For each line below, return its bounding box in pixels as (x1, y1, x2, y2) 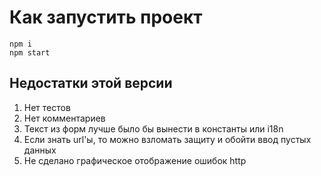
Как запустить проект (9, 6, 203, 29)
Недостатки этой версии (9, 75, 173, 92)
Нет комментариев (23, 112, 106, 124)
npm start (9, 47, 51, 58)
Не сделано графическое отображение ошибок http (23, 154, 247, 166)
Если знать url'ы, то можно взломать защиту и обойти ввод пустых (23, 133, 312, 145)
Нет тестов (23, 101, 71, 113)
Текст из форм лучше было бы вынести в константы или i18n (23, 122, 284, 135)
